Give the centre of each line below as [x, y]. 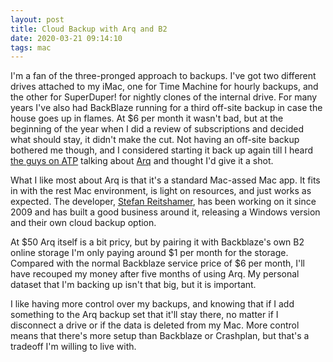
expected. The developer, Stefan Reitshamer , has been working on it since [163, 202]
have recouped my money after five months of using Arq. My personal [155, 274]
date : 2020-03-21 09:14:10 [66, 38]
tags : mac [31, 47]
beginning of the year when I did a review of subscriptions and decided [157, 129]
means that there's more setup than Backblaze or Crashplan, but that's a [160, 336]
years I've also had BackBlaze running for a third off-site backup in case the [166, 108]
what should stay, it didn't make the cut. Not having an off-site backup [155, 140]
